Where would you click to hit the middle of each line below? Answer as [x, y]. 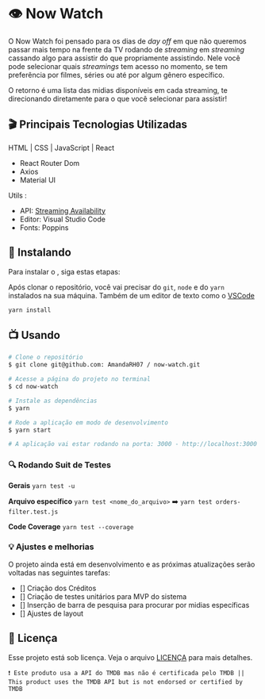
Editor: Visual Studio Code [62, 219]
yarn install [30, 310]
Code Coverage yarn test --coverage [71, 526]
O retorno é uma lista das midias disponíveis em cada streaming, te [118, 90]
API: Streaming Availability [62, 210]
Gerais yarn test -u [42, 485]
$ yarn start [30, 430]
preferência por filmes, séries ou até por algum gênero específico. [116, 75]
